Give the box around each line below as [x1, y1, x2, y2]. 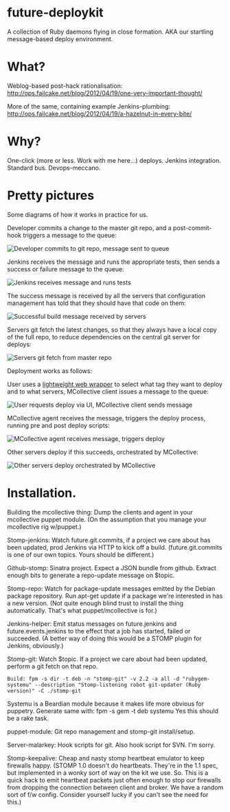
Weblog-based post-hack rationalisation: [7, 81, 123, 90]
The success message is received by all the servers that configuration [7, 291, 206, 300]
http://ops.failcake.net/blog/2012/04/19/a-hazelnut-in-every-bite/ [7, 109, 192, 117]
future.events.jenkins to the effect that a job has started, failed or [7, 627, 191, 635]
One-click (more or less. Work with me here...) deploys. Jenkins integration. [7, 156, 221, 164]
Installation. [7, 485, 77, 501]
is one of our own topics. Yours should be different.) [7, 550, 154, 559]
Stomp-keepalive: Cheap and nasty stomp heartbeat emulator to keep [7, 754, 205, 762]
